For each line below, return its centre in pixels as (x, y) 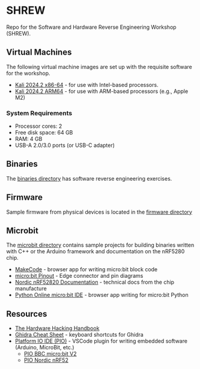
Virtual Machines (39, 52)
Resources (27, 313)
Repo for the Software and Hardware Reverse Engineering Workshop (91, 27)
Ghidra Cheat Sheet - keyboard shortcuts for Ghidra (79, 335)
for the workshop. (28, 73)
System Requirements (39, 113)
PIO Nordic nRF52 (46, 360)
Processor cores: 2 (38, 126)
